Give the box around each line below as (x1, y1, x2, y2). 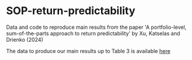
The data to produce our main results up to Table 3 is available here (6, 47, 171, 54)
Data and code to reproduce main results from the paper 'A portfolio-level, (6, 24, 187, 31)
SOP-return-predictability (6, 4, 136, 18)
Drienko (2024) (6, 36, 43, 43)
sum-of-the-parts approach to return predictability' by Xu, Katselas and (6, 29, 180, 36)
